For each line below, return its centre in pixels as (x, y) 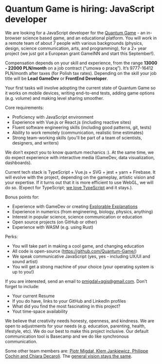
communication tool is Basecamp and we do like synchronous (67, 336)
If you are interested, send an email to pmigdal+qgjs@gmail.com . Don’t (76, 281)
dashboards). (18, 163)
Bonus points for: (22, 197)
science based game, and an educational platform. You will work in (90, 38)
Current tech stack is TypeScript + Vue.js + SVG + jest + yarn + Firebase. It (80, 172)
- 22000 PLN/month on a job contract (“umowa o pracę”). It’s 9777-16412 (79, 68)
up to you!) (23, 272)
